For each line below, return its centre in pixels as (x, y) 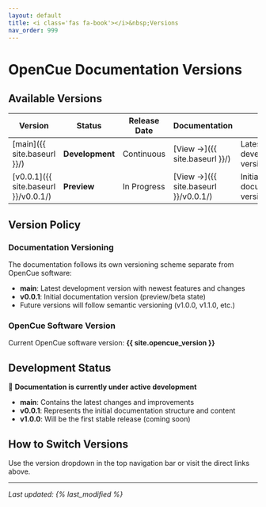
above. (19, 471)
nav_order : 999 (33, 30)
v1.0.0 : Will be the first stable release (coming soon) (105, 419)
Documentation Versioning (61, 247)
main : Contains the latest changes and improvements (107, 402)
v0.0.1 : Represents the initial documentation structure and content (127, 411)
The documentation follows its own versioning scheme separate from (121, 265)
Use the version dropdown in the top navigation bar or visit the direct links (129, 463)
